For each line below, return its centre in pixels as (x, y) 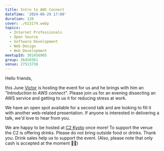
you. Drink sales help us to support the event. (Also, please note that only (79, 138)
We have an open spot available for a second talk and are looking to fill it (78, 108)
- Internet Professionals (36, 32)
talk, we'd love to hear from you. (37, 118)
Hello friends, (19, 78)
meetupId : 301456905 (26, 55)
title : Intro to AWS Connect (35, 10)
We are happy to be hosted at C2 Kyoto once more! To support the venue (79, 127)
